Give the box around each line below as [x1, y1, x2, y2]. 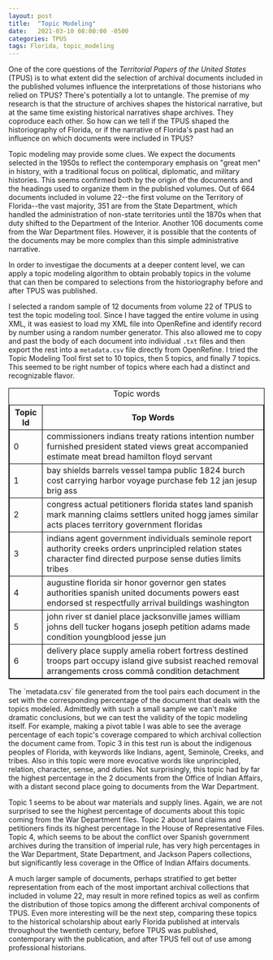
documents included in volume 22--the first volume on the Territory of [8, 193, 244, 202]
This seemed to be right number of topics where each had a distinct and [8, 363, 250, 372]
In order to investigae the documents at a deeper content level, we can [8, 260, 245, 270]
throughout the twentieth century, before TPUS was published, [8, 926, 219, 936]
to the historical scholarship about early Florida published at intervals [8, 917, 240, 927]
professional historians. [8, 943, 87, 953]
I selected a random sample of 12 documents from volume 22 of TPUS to [8, 302, 252, 311]
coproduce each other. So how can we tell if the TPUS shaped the [8, 116, 230, 126]
